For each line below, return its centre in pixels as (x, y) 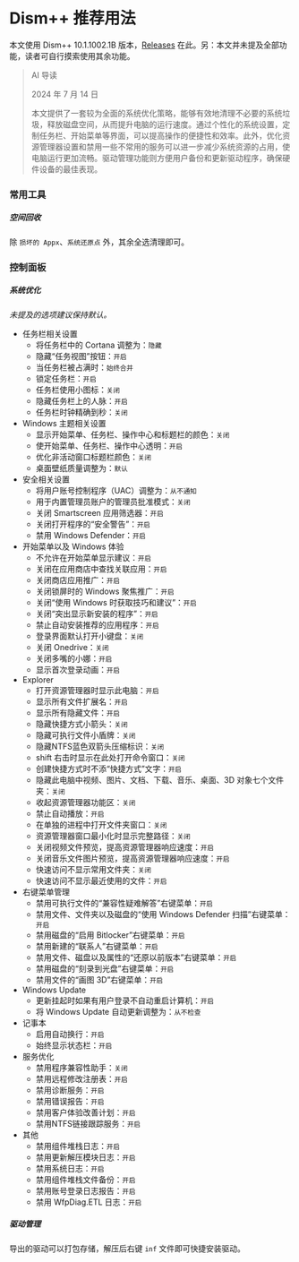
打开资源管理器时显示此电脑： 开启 (97, 690)
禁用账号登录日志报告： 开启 (85, 1190)
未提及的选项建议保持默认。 (60, 314)
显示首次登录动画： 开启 (78, 669)
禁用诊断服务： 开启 (70, 1090)
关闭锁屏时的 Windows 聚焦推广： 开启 (105, 591)
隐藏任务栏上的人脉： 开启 (81, 400)
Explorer (38, 679)
